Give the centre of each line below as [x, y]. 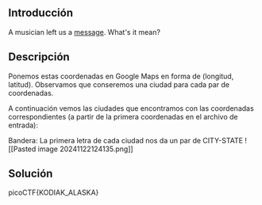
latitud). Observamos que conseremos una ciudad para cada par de [119, 84]
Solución [31, 174]
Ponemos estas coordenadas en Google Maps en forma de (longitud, [121, 76]
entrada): [23, 125]
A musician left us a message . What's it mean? [85, 32]
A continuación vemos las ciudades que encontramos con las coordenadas [131, 108]
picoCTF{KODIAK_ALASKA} [54, 192]
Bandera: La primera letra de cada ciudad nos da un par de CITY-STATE [126, 140]
